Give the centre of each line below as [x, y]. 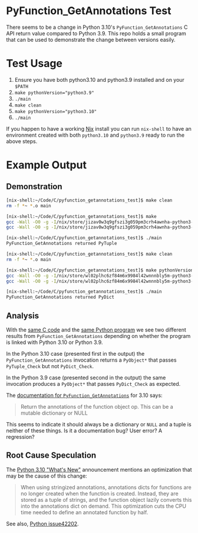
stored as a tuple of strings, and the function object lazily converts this [106, 499]
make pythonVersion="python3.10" [56, 111]
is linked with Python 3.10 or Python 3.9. [55, 342]
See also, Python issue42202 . [42, 524]
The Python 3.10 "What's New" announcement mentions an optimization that [99, 469]
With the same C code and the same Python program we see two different [96, 330]
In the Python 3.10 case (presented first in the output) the [75, 353]
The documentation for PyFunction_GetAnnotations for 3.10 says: [85, 395]
